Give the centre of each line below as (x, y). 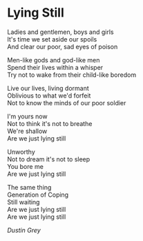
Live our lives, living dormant (48, 88)
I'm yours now (27, 116)
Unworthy (21, 152)
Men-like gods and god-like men (54, 60)
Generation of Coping (38, 195)
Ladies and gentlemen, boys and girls (60, 32)
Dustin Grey (24, 230)
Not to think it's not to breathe (50, 123)
